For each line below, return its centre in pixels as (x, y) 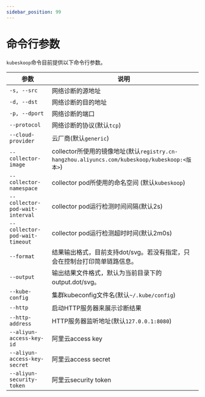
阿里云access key (77, 338)
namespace (23, 188)
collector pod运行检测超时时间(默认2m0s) (112, 233)
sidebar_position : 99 (34, 12)
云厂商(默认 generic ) (81, 138)
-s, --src (23, 90)
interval (22, 215)
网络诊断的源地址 (76, 91)
